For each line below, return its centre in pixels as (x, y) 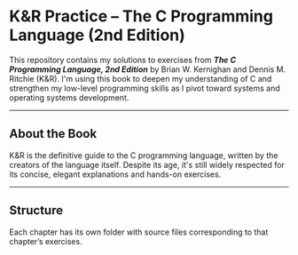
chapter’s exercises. (46, 241)
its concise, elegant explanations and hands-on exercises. (115, 174)
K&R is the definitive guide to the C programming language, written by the (144, 155)
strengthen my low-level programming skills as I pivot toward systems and (145, 88)
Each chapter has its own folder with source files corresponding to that (139, 232)
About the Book (53, 134)
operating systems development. (69, 97)
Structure (36, 211)
